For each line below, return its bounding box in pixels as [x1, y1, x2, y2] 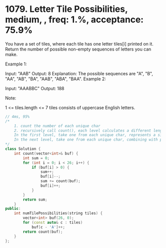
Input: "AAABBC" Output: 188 [5, 85, 65, 91]
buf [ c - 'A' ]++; [31, 224, 65, 230]
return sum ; [23, 197, 48, 202]
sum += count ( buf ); [40, 179, 81, 184]
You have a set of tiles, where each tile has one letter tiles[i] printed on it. [5, 41, 154, 47]
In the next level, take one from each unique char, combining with [14, 137, 158, 142]
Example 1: [5, 61, 27, 67]
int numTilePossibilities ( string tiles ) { [14, 211, 103, 216]
